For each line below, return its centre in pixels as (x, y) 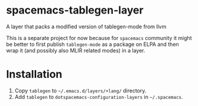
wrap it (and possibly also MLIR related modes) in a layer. (76, 50)
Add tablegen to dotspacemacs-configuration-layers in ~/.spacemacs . (99, 97)
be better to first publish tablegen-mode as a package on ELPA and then (92, 44)
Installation (34, 74)
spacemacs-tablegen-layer (75, 10)
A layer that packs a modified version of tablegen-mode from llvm (86, 26)
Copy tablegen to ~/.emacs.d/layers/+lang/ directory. (80, 90)
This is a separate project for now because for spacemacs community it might (99, 38)
